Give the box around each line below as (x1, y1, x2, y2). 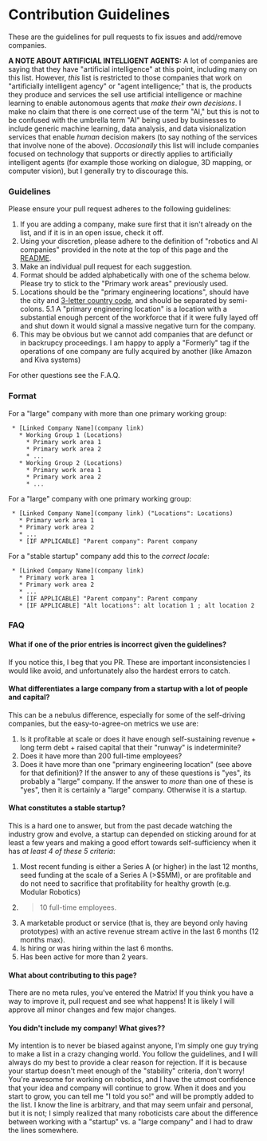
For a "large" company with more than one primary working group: (8, 408, 227, 418)
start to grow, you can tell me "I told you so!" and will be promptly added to (8, 1092, 254, 1101)
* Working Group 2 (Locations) (18, 458, 124, 467)
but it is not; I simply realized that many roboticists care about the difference (8, 1108, 259, 1118)
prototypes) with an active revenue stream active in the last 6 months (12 (19, 927, 259, 936)
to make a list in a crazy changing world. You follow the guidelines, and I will (8, 1049, 258, 1059)
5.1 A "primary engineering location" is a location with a (45, 305, 227, 314)
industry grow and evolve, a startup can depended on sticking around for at (8, 829, 257, 839)
